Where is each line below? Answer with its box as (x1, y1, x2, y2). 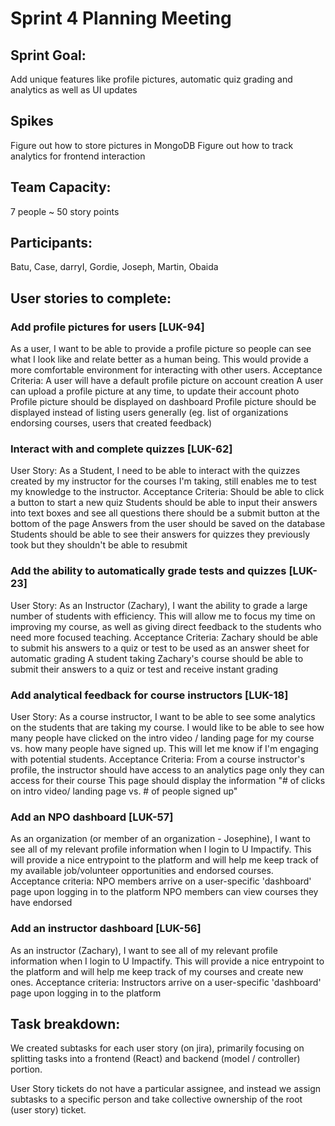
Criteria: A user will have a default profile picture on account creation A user (10, 375, 324, 387)
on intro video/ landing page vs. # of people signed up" (10, 785, 238, 797)
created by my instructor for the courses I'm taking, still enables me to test (10, 475, 317, 487)
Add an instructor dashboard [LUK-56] (10, 922, 202, 936)
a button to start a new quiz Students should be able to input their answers (10, 497, 318, 509)
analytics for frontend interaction (10, 150, 146, 162)
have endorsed (10, 897, 73, 909)
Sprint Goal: (10, 47, 87, 64)
